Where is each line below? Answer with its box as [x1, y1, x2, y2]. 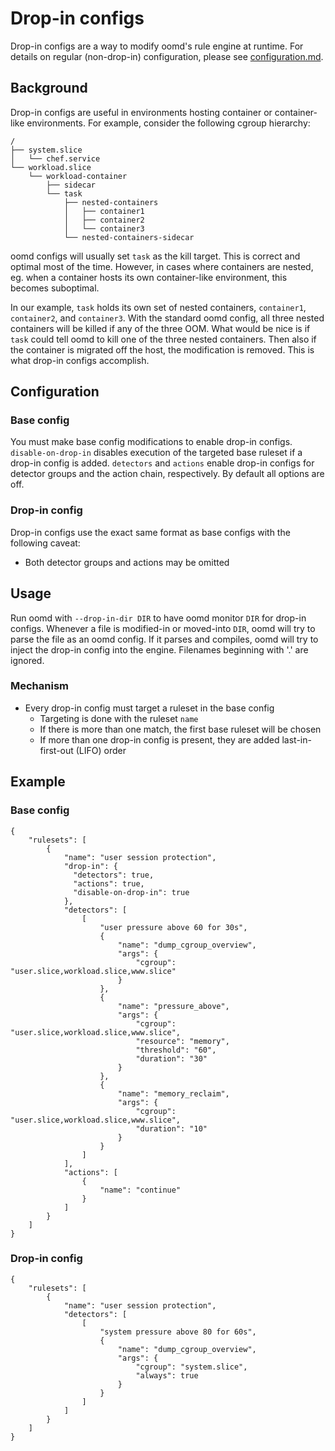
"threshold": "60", [135, 1045, 217, 1055]
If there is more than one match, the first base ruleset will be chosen [39, 723, 322, 735]
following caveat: [10, 537, 81, 549]
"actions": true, [73, 878, 145, 889]
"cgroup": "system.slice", [135, 1362, 248, 1372]
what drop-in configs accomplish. [10, 354, 150, 366]
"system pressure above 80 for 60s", [99, 1327, 257, 1337]
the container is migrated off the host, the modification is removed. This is [10, 343, 315, 356]
